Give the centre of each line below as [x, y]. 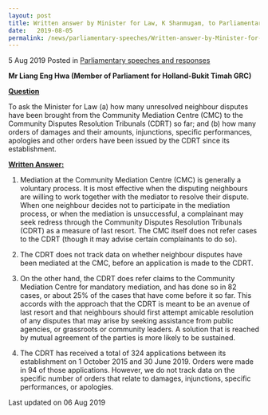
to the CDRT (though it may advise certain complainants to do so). [128, 239]
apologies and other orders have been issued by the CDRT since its [119, 141]
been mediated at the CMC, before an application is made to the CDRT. [136, 263]
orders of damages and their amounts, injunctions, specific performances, [130, 132]
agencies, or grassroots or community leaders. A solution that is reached [140, 329]
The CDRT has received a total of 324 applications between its [123, 353]
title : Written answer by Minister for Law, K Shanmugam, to [112, 23]
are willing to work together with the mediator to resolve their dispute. [134, 197]
